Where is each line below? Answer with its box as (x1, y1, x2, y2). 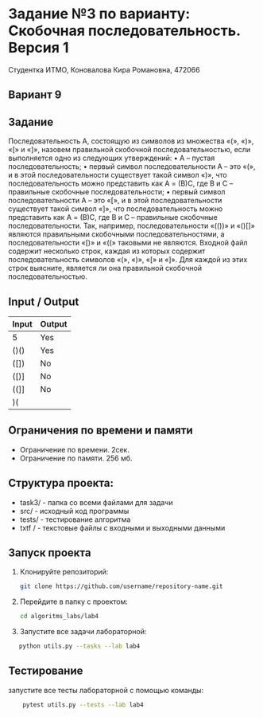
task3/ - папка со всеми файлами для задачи (19, 497, 173, 507)
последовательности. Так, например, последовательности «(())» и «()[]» (8, 221, 256, 231)
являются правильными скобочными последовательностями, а (8, 229, 225, 239)
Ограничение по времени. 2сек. (19, 445, 130, 454)
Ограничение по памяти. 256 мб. (19, 453, 133, 463)
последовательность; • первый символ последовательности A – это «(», (8, 162, 256, 171)
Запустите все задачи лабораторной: (19, 627, 147, 637)
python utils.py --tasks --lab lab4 (18, 642, 141, 650)
